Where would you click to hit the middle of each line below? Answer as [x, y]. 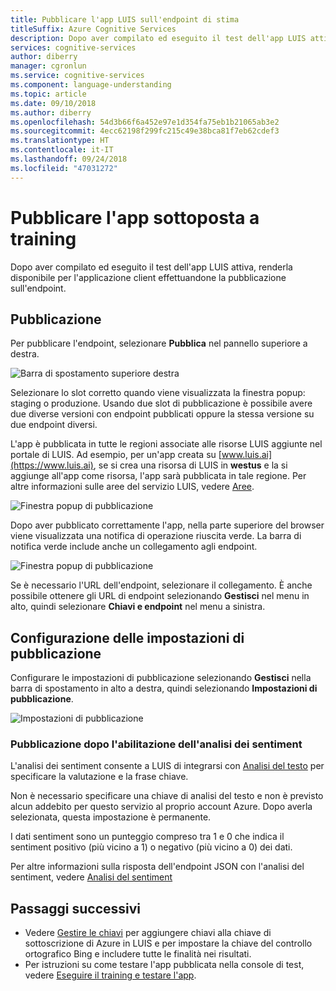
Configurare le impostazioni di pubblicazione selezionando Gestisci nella [161, 678]
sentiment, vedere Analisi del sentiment [91, 877]
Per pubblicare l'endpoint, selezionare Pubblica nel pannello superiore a [159, 343]
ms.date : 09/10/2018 [53, 103]
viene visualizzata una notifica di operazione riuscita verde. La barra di [156, 536]
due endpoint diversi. [54, 425]
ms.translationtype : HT [60, 141]
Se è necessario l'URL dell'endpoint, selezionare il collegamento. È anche [161, 585]
